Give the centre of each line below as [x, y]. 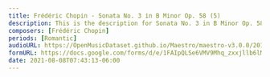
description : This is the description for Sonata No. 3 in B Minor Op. [131, 23]
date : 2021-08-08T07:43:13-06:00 [64, 61]
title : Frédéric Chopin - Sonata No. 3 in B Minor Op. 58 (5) [115, 16]
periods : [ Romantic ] [43, 38]
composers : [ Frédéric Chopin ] [59, 30]
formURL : [23, 53]
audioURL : [25, 46]
